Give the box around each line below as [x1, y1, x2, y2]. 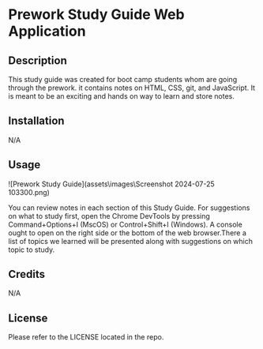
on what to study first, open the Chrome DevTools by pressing [8, 211, 211, 220]
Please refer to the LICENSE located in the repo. [8, 332, 164, 342]
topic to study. [8, 245, 55, 254]
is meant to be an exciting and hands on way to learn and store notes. [8, 92, 235, 100]
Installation [8, 114, 65, 128]
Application [8, 22, 86, 40]
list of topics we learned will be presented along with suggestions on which [8, 236, 254, 246]
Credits [8, 268, 46, 281]
